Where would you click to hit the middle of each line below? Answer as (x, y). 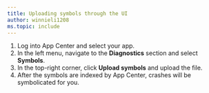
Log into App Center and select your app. (76, 46)
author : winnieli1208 (38, 20)
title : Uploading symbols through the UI (68, 13)
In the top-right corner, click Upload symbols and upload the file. (110, 68)
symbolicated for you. (48, 83)
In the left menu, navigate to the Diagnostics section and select (107, 53)
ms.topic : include (33, 26)
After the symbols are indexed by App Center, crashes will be (104, 75)
